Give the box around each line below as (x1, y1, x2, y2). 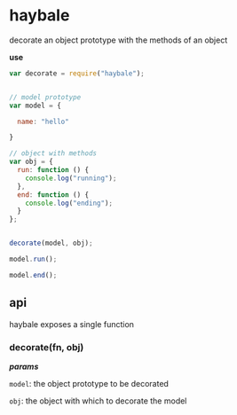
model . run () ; (9, 254, 58, 264)
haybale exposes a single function (9, 318, 135, 329)
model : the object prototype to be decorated (9, 378, 169, 388)
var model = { (9, 101, 62, 110)
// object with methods (9, 149, 98, 158)
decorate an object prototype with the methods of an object (9, 35, 228, 45)
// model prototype (9, 92, 82, 102)
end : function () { (17, 190, 90, 200)
